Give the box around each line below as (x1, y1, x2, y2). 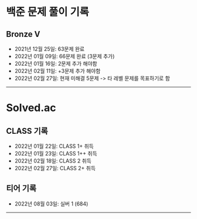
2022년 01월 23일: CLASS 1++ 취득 (14, 150, 98, 157)
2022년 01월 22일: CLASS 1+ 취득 (14, 143, 94, 150)
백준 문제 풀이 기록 (6, 5, 89, 19)
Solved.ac (6, 101, 57, 114)
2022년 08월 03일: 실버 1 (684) (14, 200, 89, 207)
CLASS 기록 (6, 126, 48, 136)
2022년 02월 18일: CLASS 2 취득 (14, 157, 92, 164)
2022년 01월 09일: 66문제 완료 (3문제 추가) (14, 53, 115, 59)
